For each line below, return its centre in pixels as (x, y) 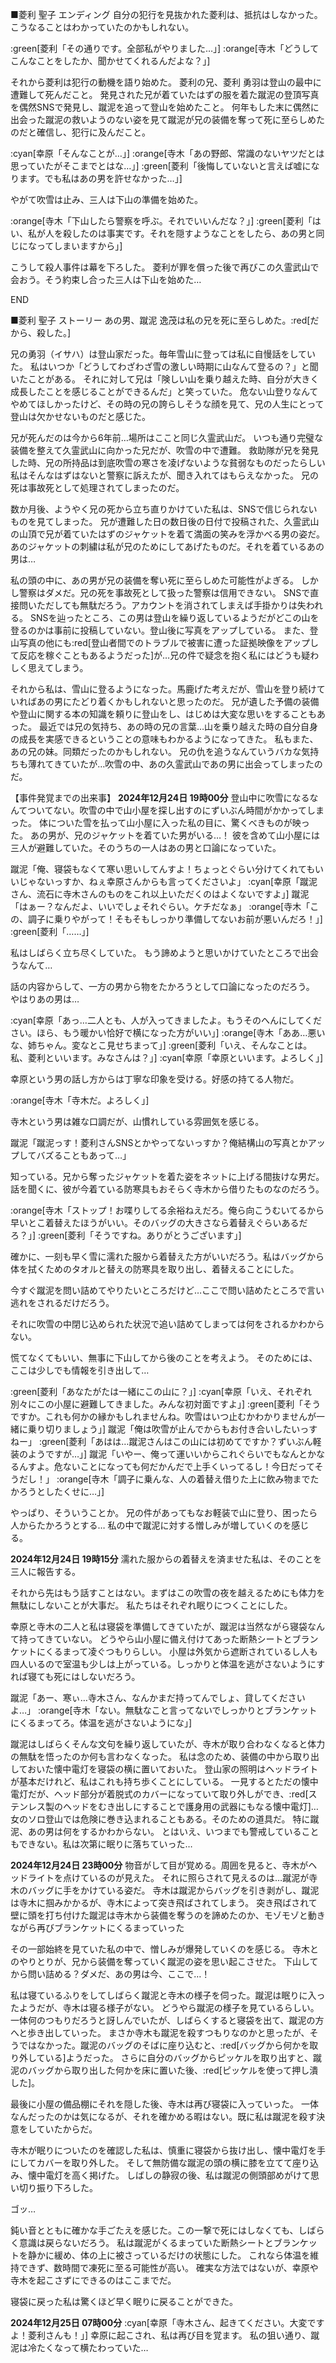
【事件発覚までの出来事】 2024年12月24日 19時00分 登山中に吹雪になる (160, 797)
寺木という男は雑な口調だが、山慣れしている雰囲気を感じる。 (137, 1121)
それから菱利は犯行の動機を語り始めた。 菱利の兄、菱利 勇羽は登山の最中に (166, 82)
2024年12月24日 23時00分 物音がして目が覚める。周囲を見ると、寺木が (159, 1865)
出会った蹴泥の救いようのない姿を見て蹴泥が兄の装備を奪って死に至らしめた (168, 119)
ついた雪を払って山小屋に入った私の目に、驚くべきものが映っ (183, 822)
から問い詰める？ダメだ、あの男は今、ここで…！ (110, 1974)
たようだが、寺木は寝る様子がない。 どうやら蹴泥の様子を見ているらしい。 (165, 2007)
